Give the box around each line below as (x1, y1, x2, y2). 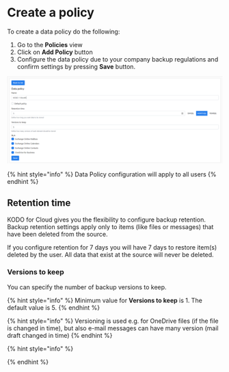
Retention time (7, 197, 71, 209)
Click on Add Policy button (16, 48, 94, 56)
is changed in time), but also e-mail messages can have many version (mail (7, 323, 219, 332)
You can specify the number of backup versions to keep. (7, 282, 167, 291)
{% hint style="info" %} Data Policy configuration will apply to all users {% (7, 170, 217, 178)
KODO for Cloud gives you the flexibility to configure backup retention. (7, 215, 206, 224)
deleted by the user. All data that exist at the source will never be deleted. (7, 250, 214, 258)
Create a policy (7, 5, 94, 21)
